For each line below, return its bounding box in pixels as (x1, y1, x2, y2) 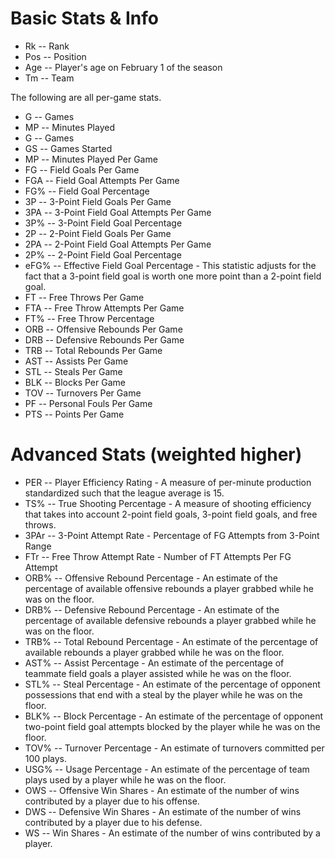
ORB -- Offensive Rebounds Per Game (24, 323, 183, 335)
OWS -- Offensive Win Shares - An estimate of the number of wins (24, 784, 300, 796)
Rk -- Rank (24, 40, 70, 52)
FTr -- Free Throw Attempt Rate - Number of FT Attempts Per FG (24, 550, 292, 562)
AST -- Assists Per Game (24, 355, 129, 367)
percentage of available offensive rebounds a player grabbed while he (24, 582, 315, 594)
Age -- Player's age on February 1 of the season (24, 61, 223, 73)
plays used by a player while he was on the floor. (24, 773, 227, 786)
